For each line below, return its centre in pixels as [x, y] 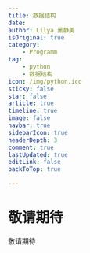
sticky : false [31, 89]
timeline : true [33, 111]
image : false [29, 118]
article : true [31, 103]
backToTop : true [34, 169]
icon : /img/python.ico [45, 81]
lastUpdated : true [38, 154]
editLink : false [34, 162]
